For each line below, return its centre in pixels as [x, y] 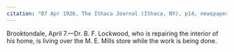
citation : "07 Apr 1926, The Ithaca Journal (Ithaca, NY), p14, [102, 14]
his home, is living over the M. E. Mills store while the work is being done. [112, 41]
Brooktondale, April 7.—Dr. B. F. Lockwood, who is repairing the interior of [112, 33]
